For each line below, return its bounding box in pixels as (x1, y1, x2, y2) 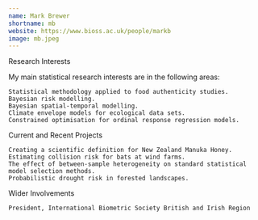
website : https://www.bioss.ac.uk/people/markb (8, 27, 172, 35)
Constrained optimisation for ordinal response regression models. (8, 116, 240, 125)
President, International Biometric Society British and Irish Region (8, 204, 251, 213)
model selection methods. (8, 167, 95, 176)
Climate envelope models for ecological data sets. (8, 109, 185, 117)
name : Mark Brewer (8, 11, 70, 20)
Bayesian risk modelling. (8, 95, 95, 104)
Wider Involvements (8, 188, 75, 198)
